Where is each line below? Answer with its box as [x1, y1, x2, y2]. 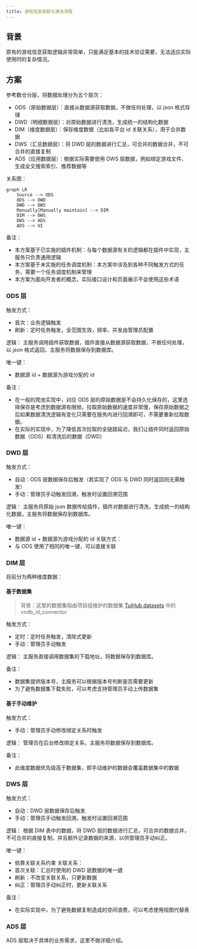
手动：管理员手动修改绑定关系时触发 [14, 726, 103, 733]
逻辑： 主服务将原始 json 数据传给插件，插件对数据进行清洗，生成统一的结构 [6, 503, 191, 510]
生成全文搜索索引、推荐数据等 [14, 163, 87, 170]
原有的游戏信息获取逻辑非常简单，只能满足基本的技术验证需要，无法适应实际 [6, 48, 191, 56]
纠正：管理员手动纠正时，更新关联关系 [14, 881, 107, 888]
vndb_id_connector [20, 609, 67, 616]
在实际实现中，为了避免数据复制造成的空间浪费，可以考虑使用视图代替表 [14, 906, 189, 913]
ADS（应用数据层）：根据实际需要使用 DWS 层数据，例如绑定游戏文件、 [14, 155, 187, 162]
